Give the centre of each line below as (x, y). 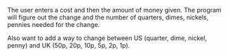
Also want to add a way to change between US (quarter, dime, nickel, (107, 38)
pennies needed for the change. (54, 25)
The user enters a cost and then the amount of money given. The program (115, 10)
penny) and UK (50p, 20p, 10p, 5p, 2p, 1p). (69, 45)
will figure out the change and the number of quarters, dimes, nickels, (108, 17)
